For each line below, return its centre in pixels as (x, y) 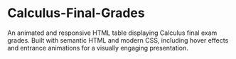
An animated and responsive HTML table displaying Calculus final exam (112, 33)
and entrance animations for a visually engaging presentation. (98, 48)
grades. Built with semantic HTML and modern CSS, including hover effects (118, 40)
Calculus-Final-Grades (76, 13)
